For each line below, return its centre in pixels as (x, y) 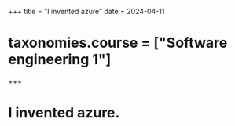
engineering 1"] (60, 60)
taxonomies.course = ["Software (118, 43)
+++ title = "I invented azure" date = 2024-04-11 (86, 11)
